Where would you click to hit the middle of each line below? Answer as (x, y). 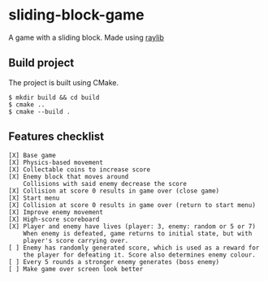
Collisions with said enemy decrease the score (105, 184)
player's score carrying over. (76, 240)
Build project (41, 63)
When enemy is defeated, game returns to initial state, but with (138, 233)
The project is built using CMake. (64, 82)
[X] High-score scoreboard (54, 219)
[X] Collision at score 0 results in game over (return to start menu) (132, 205)
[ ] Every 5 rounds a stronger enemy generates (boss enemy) (114, 262)
